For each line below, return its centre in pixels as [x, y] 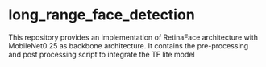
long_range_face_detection [102, 15]
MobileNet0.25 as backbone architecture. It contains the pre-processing [129, 45]
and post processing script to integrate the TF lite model [102, 54]
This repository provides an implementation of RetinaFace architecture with [133, 37]
